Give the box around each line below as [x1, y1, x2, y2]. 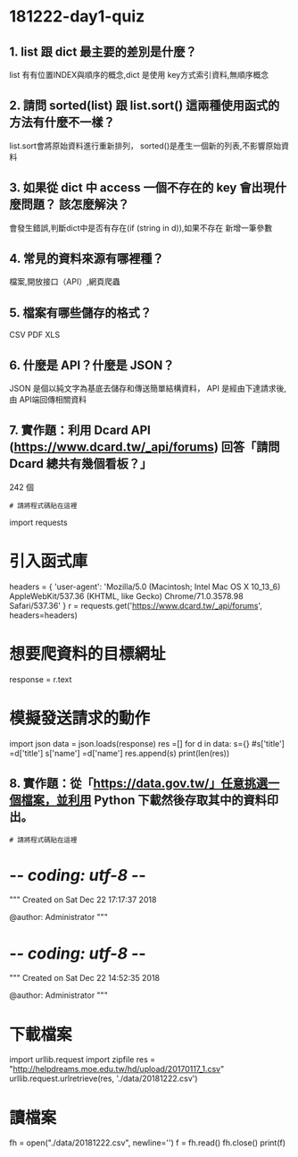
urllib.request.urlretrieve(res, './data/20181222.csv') [9, 1073, 198, 1084]
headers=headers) [9, 610, 79, 621]
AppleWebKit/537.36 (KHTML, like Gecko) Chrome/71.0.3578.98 [9, 590, 244, 601]
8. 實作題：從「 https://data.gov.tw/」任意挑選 [9, 776, 269, 791]
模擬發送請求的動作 [9, 708, 151, 728]
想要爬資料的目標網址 [9, 644, 167, 663]
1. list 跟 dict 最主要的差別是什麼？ [9, 44, 198, 59]
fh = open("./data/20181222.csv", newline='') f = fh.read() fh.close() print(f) [9, 1137, 286, 1148]
